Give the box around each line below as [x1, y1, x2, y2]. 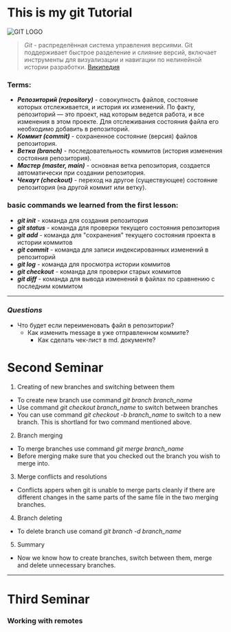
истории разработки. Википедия [23, 63, 120, 71]
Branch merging [16, 431, 63, 439]
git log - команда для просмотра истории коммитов [16, 260, 170, 268]
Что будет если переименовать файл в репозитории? [16, 321, 174, 329]
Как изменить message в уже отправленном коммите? [27, 328, 189, 336]
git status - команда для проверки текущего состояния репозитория [16, 224, 220, 232]
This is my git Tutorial [7, 5, 133, 21]
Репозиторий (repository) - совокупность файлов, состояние [16, 96, 198, 104]
